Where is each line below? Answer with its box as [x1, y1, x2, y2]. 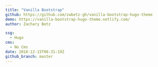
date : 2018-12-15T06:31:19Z [5, 49, 65, 54]
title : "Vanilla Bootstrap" [5, 7, 65, 13]
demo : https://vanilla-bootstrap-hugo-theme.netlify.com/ [5, 17, 130, 22]
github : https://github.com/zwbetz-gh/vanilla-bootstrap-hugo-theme [5, 12, 153, 17]
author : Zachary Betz [5, 21, 51, 27]
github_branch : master [5, 54, 53, 59]
